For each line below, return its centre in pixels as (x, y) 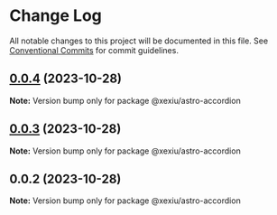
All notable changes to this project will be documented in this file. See (139, 41)
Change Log (55, 16)
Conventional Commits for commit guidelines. (94, 50)
